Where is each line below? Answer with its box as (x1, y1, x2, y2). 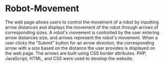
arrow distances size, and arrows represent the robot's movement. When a (5, 35, 158, 41)
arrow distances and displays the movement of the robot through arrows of (5, 24, 159, 30)
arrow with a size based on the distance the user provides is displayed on (5, 45, 155, 51)
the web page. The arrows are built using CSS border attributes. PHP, (5, 50, 147, 56)
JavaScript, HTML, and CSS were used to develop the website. (5, 55, 134, 61)
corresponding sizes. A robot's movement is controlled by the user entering (5, 29, 160, 35)
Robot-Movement (5, 3, 79, 14)
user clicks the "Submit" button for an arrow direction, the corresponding (5, 40, 155, 45)
